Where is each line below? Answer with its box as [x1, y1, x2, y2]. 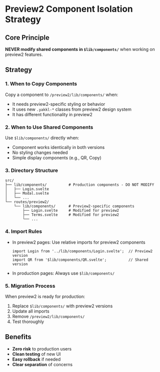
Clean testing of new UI [12, 351, 61, 357]
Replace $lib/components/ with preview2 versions [12, 303, 113, 309]
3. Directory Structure [5, 167, 58, 174]
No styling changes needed [12, 149, 68, 155]
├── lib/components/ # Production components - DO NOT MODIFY [5, 182, 154, 187]
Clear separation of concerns [12, 361, 73, 367]
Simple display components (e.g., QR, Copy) [12, 154, 102, 160]
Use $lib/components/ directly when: [5, 135, 79, 141]
